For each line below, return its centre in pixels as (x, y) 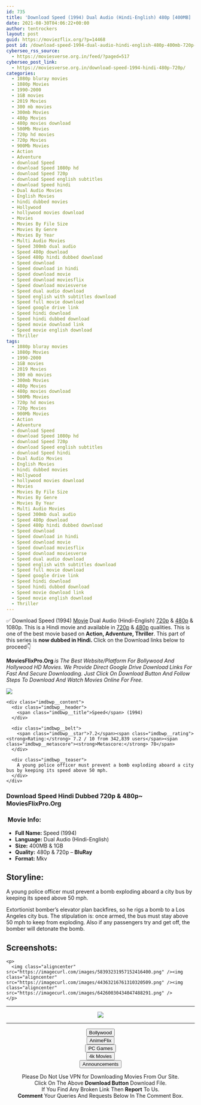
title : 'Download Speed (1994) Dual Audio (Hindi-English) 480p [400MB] (99, 17)
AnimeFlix (100, 1040)
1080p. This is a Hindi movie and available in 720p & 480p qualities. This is (98, 628)
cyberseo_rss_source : (33, 51)
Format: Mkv (31, 858)
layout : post (22, 34)
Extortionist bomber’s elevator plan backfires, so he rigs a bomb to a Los (96, 910)
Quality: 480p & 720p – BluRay (54, 852)
